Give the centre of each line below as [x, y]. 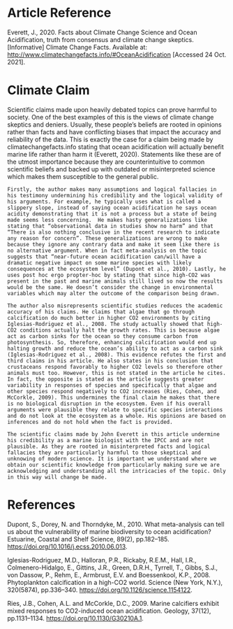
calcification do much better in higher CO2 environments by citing [109, 318]
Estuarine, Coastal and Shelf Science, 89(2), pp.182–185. [88, 539]
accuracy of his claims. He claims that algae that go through [101, 312]
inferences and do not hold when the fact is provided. [90, 422]
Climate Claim [48, 91]
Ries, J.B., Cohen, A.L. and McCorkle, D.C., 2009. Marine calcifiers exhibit [113, 603]
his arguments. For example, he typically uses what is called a [104, 202]
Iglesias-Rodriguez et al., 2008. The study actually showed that [106, 324]
